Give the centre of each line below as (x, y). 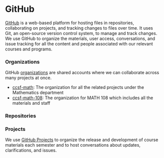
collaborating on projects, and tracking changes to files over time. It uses (79, 28)
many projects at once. (28, 78)
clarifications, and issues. (31, 150)
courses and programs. (29, 49)
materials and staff (31, 103)
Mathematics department (38, 93)
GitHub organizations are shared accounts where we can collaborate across (82, 73)
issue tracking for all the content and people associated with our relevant (79, 43)
